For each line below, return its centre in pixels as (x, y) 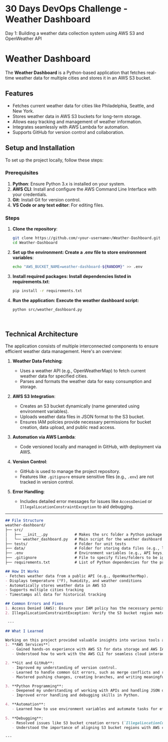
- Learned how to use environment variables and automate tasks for (84, 709)
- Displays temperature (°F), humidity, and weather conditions (73, 580)
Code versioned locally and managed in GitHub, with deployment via (90, 447)
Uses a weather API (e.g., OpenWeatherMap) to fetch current (83, 371)
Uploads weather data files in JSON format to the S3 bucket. (82, 417)
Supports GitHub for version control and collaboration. (68, 132)
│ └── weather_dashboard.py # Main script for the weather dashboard (84, 539)
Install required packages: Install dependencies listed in (72, 276)
